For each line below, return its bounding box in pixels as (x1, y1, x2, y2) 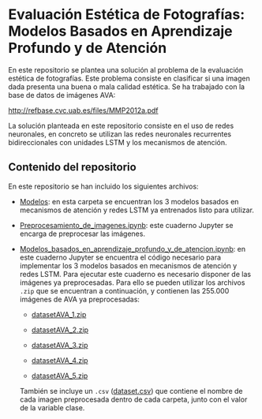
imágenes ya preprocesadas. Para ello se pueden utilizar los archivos (19, 278, 245, 287)
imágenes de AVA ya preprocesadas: (19, 294, 140, 304)
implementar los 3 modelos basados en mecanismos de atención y (19, 260, 238, 270)
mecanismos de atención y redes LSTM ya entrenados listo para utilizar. (19, 205, 255, 215)
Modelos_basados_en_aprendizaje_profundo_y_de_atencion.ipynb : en (19, 244, 246, 253)
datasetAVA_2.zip (31, 325, 89, 335)
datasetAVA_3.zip (31, 340, 88, 350)
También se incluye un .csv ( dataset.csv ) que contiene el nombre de (19, 386, 243, 395)
